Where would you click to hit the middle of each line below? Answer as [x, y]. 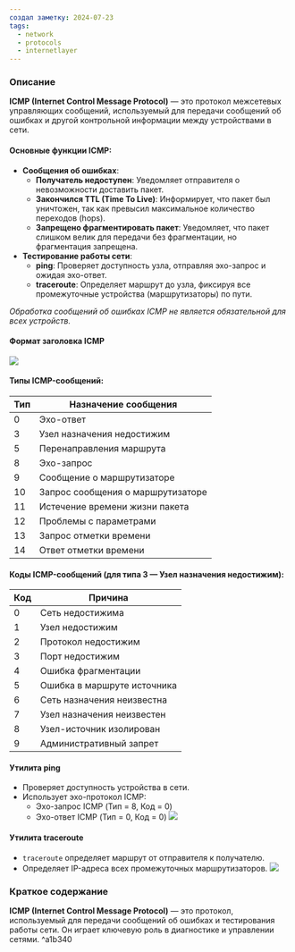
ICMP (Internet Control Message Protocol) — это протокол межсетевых [145, 101]
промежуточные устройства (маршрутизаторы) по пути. [144, 294]
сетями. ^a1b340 [41, 939]
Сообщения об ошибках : [70, 170]
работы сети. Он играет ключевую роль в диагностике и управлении [142, 930]
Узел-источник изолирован [100, 729]
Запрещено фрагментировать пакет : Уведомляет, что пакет [152, 227]
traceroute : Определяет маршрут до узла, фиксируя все [143, 284]
